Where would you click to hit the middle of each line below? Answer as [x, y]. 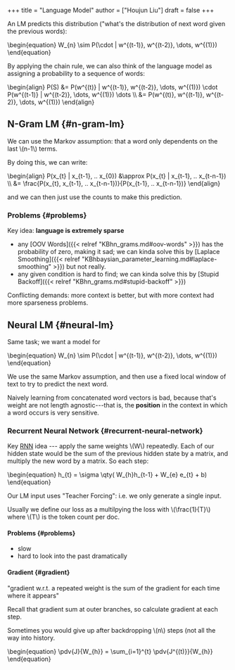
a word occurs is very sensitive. [53, 412]
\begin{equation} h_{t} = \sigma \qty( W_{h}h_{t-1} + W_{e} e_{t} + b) [107, 475]
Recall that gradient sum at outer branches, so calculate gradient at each [113, 609]
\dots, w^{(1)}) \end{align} [57, 102]
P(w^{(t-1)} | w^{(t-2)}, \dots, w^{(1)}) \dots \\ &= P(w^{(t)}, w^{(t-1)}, [106, 95]
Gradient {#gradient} [39, 572]
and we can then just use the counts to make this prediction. [95, 197]
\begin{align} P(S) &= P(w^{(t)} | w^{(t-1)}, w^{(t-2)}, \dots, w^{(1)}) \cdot [113, 87]
